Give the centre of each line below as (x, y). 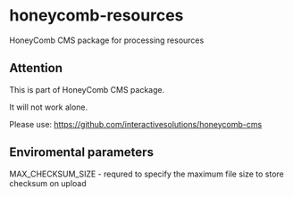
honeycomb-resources (96, 16)
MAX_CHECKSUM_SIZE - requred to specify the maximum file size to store (146, 174)
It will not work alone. (49, 107)
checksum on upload (48, 183)
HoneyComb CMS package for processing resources (107, 40)
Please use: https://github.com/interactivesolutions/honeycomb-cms (136, 124)
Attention (36, 68)
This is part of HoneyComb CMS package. (87, 89)
